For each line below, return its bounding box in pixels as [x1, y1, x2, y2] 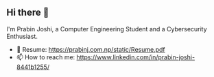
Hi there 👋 [6, 7, 49, 18]
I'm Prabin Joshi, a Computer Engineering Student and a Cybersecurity [6, 25, 207, 33]
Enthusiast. [6, 32, 38, 40]
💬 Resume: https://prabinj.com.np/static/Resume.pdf [16, 45, 165, 53]
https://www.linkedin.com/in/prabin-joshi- [76, 52, 195, 61]
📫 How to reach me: [16, 52, 75, 61]
